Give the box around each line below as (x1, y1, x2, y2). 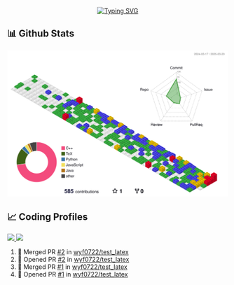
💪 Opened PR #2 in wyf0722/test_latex (17, 255, 130, 263)
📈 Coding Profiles (7, 211, 88, 223)
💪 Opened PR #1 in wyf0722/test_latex (17, 270, 128, 278)
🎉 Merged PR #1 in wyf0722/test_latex (17, 263, 128, 271)
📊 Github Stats (7, 28, 75, 40)
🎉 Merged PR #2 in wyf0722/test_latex (17, 247, 129, 256)
